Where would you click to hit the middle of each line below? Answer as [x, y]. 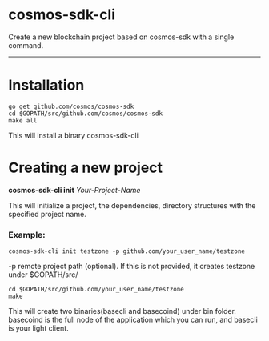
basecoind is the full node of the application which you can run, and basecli [133, 320]
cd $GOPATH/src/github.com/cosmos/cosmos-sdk [85, 114]
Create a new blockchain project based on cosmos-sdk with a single [121, 37]
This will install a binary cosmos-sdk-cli [73, 135]
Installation [46, 85]
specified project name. [47, 214]
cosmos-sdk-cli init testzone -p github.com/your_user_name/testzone [127, 251]
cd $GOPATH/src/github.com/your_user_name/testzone [96, 290]
